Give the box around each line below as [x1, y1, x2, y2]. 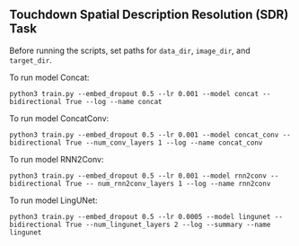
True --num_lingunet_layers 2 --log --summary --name [66, 220, 271, 229]
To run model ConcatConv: [9, 112, 110, 124]
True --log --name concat [66, 97, 163, 106]
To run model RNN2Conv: [9, 154, 104, 164]
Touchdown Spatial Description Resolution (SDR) [9, 7, 289, 22]
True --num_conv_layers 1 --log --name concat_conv [66, 138, 263, 147]
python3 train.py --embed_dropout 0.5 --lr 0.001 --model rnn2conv [9, 171, 268, 180]
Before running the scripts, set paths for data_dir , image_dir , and [9, 45, 251, 56]
